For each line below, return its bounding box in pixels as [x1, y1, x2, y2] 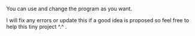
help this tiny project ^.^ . [6, 23, 67, 30]
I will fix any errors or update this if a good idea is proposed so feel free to [6, 17, 190, 23]
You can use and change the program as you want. [6, 5, 133, 12]
